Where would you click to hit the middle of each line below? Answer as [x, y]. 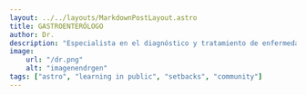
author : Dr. [32, 34]
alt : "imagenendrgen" [66, 69]
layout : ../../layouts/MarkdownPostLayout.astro [103, 18]
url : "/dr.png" [55, 60]
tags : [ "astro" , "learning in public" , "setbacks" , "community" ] [136, 77]
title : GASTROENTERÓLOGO [56, 26]
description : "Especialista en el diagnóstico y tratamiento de [134, 43]
